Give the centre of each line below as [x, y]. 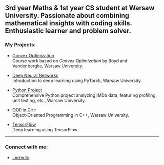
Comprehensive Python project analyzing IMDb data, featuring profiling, [84, 95]
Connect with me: [27, 147]
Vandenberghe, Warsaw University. [48, 66]
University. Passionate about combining [67, 16]
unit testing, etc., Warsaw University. [49, 100]
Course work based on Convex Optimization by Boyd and [70, 61]
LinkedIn [21, 157]
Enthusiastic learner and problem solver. [68, 31]
